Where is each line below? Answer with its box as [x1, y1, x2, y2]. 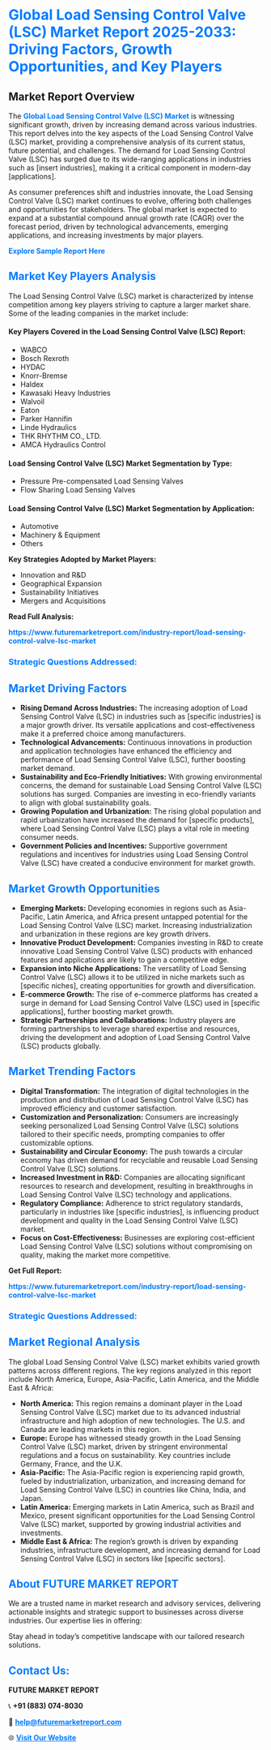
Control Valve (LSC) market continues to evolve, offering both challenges [8, 196, 252, 205]
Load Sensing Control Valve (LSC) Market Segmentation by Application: [8, 503, 255, 513]
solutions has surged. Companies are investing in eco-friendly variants [19, 789, 256, 799]
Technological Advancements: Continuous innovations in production [19, 737, 252, 747]
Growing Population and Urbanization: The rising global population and [19, 806, 261, 816]
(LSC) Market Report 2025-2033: [8, 23, 237, 41]
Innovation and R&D [19, 570, 87, 580]
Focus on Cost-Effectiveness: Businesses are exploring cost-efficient [19, 1232, 255, 1242]
